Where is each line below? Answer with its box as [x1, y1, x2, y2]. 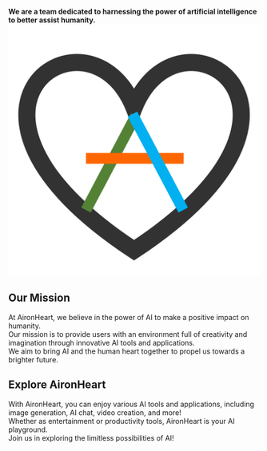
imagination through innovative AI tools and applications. [8, 338, 195, 347]
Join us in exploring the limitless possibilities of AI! [8, 433, 174, 442]
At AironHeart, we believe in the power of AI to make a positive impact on [8, 312, 249, 322]
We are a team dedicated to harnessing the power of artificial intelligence [8, 7, 257, 16]
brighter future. [8, 354, 58, 364]
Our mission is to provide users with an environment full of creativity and [8, 329, 248, 338]
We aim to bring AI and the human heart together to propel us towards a [8, 346, 245, 356]
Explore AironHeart [8, 378, 106, 392]
